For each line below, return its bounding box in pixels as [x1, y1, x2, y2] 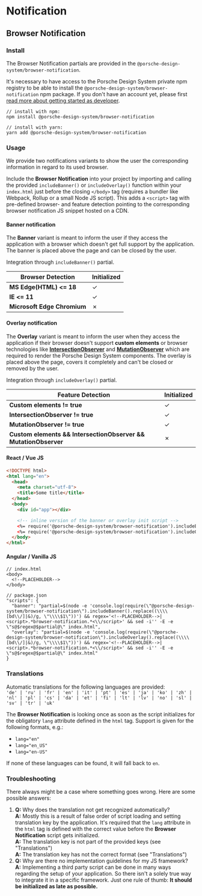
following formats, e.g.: [6, 723, 64, 731]
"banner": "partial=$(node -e [11, 603, 87, 609]
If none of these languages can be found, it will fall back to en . [6, 759, 160, 767]
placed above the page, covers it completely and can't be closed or [6, 358, 173, 365]
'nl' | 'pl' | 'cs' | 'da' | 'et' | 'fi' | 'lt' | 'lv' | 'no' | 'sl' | [6, 695, 192, 701]
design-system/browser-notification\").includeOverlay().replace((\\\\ [6, 635, 189, 641]
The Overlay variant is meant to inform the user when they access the [6, 332, 180, 340]
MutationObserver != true [9, 420, 85, 428]
